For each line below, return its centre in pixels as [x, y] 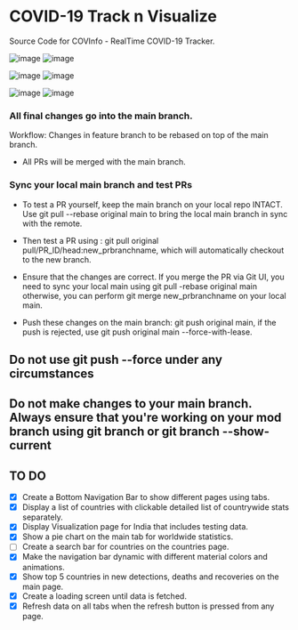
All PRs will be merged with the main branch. [104, 162]
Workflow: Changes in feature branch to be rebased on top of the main [139, 135]
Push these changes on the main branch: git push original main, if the [149, 322]
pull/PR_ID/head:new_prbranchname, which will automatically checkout [153, 250]
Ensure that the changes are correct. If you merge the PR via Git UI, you [153, 277]
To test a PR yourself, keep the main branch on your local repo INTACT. [152, 204]
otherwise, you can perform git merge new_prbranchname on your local [154, 295]
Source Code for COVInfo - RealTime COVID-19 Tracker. [112, 41]
